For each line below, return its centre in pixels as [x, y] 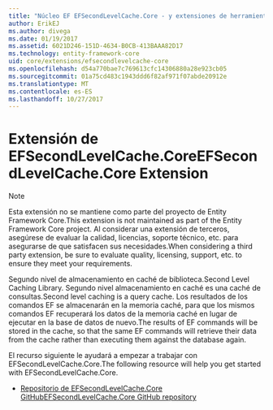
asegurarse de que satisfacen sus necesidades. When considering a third [131, 246]
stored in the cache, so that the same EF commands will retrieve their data [133, 331]
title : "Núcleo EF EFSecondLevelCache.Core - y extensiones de [118, 16]
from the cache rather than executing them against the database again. [127, 340]
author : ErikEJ [34, 24]
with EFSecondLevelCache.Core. [63, 373]
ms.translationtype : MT [49, 84]
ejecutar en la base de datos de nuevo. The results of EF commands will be [133, 322]
